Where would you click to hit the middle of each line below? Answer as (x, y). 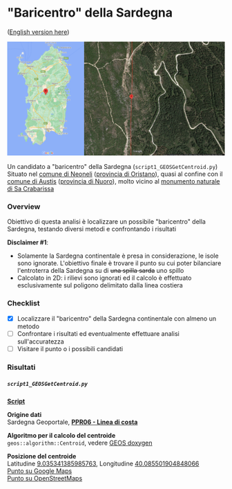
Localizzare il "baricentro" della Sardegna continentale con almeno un (116, 318)
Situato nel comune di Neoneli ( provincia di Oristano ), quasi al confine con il (115, 174)
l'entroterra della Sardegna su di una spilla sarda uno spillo (100, 271)
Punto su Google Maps (40, 471)
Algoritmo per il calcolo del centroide (61, 435)
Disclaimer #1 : (28, 242)
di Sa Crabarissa (31, 189)
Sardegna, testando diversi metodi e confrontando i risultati (92, 229)
